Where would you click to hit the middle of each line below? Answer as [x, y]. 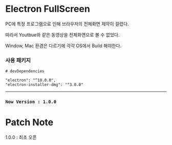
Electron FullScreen [48, 9]
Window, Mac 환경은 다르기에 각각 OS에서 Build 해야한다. [63, 46]
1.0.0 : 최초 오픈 [21, 137]
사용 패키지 [18, 60]
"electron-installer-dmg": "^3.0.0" [44, 85]
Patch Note [29, 123]
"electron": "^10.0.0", [31, 80]
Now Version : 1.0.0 [31, 102]
